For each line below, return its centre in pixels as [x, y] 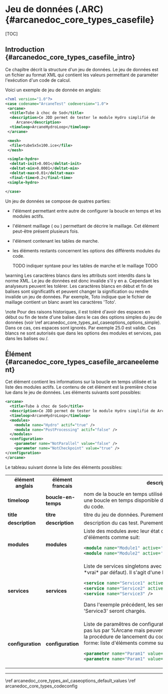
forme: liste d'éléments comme [120, 643]
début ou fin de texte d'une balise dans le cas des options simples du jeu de [83, 317]
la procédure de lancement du [119, 636]
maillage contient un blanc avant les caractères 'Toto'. [61, 302]
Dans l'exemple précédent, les [119, 604]
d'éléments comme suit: [112, 537]
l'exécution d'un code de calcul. [38, 80]
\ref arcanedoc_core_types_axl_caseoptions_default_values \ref [70, 680]
